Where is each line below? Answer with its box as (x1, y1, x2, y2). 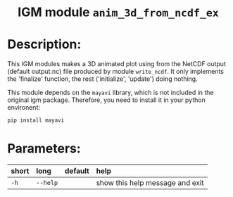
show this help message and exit (96, 177, 204, 187)
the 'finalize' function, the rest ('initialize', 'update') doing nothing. (7, 75, 199, 83)
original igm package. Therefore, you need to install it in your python (7, 96, 206, 104)
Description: (7, 37, 82, 53)
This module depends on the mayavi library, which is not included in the (7, 89, 214, 97)
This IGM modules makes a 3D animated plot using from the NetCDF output (7, 60, 227, 68)
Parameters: (7, 141, 81, 157)
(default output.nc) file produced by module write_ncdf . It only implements (7, 68, 224, 76)
